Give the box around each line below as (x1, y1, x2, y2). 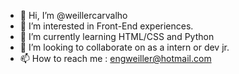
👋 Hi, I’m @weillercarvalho (19, 10, 128, 21)
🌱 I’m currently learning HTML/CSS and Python (19, 31, 215, 42)
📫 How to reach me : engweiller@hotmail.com (19, 53, 212, 64)
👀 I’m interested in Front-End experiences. (19, 20, 194, 32)
